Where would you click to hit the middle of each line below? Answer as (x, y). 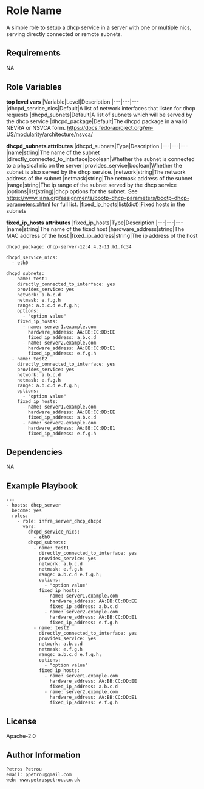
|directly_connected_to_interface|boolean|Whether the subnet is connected (101, 159)
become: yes (27, 511)
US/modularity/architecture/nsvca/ (49, 134)
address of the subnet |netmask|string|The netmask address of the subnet (100, 178)
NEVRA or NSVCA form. (36, 127)
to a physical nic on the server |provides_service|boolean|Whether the (94, 165)
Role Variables (34, 87)
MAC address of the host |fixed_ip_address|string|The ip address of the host (102, 235)
